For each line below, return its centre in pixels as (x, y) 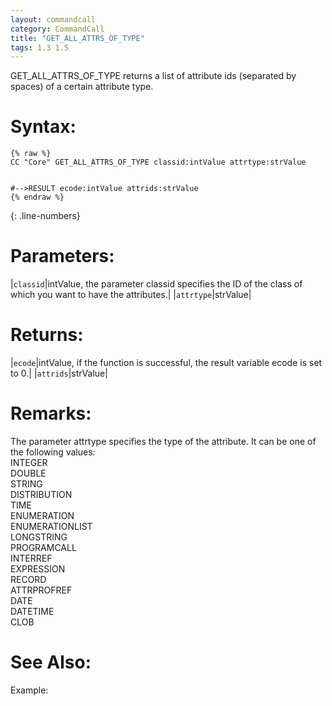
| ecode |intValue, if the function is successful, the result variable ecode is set (166, 363)
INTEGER (29, 462)
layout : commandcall (53, 19)
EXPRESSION (38, 569)
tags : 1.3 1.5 (40, 47)
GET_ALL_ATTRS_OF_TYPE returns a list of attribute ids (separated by (153, 76)
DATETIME (32, 611)
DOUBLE (28, 473)
